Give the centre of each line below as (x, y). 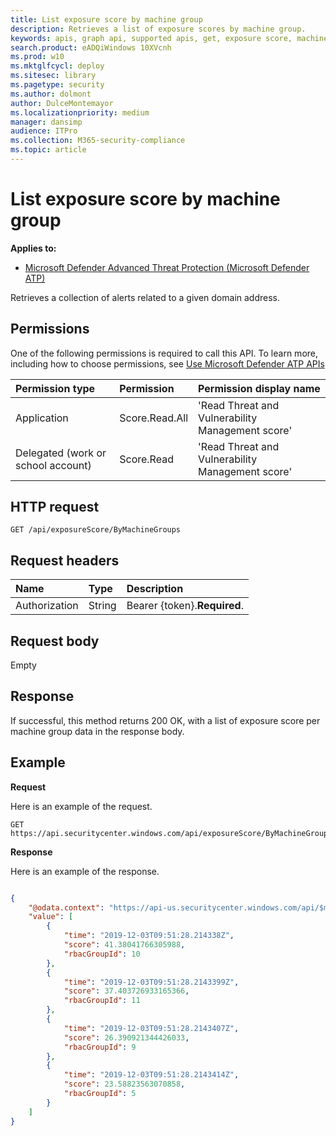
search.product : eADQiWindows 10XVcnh (91, 47)
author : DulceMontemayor (62, 103)
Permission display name (259, 388)
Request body (55, 641)
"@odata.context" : (66, 907)
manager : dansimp (46, 122)
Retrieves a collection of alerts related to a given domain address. (145, 297)
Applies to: (33, 248)
